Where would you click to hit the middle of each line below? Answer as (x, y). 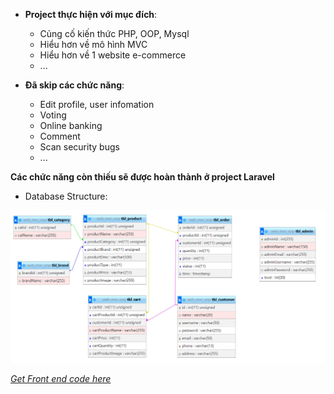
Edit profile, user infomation (97, 104)
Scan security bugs (79, 147)
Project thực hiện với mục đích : (91, 14)
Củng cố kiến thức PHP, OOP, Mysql (114, 33)
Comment (60, 136)
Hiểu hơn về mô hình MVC (93, 44)
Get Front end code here (61, 378)
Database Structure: (66, 196)
